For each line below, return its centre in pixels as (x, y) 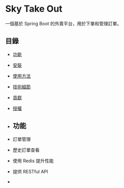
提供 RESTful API (30, 171)
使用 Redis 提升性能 (33, 161)
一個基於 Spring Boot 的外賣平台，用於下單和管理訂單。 (64, 23)
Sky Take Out (34, 9)
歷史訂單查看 (26, 150)
